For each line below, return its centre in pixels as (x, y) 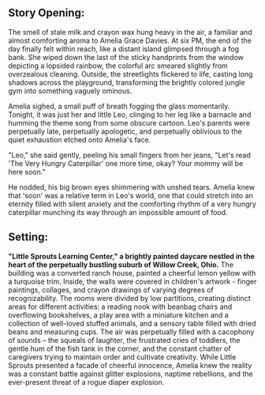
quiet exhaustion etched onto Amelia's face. (80, 139)
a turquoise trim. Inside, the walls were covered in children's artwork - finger (132, 281)
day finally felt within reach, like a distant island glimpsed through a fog (123, 49)
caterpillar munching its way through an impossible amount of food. (118, 212)
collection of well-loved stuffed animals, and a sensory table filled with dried (132, 323)
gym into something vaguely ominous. (70, 91)
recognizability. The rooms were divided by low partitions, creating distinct (129, 298)
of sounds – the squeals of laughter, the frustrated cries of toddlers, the (124, 340)
